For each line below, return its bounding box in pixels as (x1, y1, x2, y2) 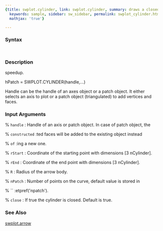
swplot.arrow (5, 220, 32, 226)
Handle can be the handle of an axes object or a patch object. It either (5, 88, 145, 94)
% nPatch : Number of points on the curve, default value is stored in (5, 178, 140, 184)
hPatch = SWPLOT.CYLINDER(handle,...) (5, 79, 86, 85)
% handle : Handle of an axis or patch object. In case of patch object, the (5, 122, 151, 128)
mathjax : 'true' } (9, 16, 45, 21)
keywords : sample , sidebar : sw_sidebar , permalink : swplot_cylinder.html (9, 12, 162, 16)
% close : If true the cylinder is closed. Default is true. (5, 197, 113, 203)
